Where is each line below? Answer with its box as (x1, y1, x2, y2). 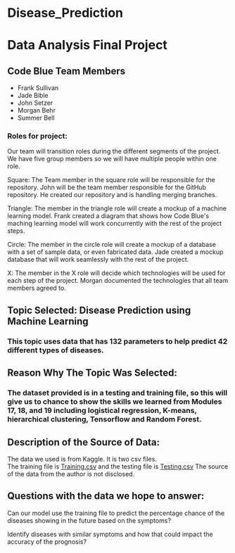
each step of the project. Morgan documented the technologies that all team (7, 276, 229, 285)
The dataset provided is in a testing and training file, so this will (7, 388, 227, 398)
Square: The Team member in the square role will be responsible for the (7, 176, 216, 184)
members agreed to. (7, 284, 67, 293)
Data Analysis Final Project (7, 37, 167, 53)
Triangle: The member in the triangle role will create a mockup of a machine (7, 204, 227, 212)
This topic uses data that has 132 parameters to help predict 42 (7, 336, 228, 346)
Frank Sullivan (17, 84, 59, 92)
